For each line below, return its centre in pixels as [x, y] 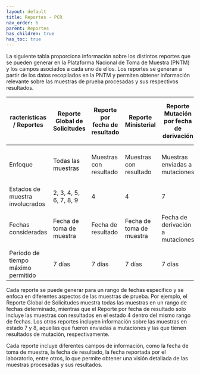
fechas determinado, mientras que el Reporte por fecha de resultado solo [96, 309]
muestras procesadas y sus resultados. [54, 364]
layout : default [26, 12]
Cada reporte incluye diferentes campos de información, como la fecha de [97, 346]
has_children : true [30, 34]
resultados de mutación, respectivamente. [58, 334]
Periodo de [24, 253]
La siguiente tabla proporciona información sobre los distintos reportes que [99, 56]
